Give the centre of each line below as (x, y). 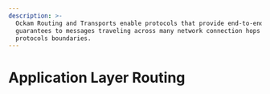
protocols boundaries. (53, 38)
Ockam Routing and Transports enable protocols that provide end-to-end (140, 23)
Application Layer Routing (97, 78)
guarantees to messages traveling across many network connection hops (138, 31)
